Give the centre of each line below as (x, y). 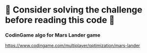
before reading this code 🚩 (60, 20)
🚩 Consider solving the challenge (74, 10)
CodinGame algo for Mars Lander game (53, 35)
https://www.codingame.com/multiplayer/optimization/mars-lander (73, 46)
